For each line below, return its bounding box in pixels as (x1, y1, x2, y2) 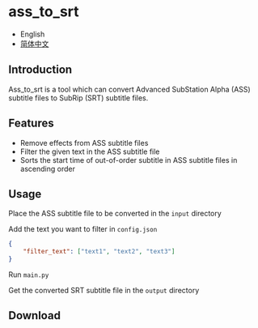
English (19, 29, 45, 39)
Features (8, 117, 54, 130)
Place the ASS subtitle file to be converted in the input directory (8, 209, 222, 219)
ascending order (19, 164, 75, 173)
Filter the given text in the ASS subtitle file (19, 147, 160, 156)
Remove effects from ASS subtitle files (19, 138, 149, 147)
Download (8, 309, 61, 322)
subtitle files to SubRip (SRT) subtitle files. (8, 92, 149, 103)
